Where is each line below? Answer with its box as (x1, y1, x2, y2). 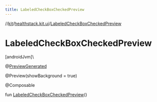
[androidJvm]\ (5, 54, 34, 60)
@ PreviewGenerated (5, 63, 47, 69)
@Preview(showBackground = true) (5, 73, 78, 79)
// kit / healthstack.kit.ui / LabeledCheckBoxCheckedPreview (5, 20, 122, 26)
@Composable (5, 82, 35, 88)
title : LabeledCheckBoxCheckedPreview (5, 7, 84, 12)
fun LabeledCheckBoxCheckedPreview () (5, 91, 87, 98)
